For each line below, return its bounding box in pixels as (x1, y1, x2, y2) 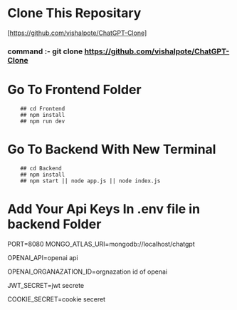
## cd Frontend (20, 105, 65, 112)
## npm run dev (20, 118, 65, 125)
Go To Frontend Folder (7, 82, 142, 98)
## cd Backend (20, 165, 62, 172)
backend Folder (7, 216, 102, 232)
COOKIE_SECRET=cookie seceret (7, 294, 105, 304)
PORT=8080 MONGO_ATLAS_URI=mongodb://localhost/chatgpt (7, 239, 195, 248)
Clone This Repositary (7, 5, 142, 21)
